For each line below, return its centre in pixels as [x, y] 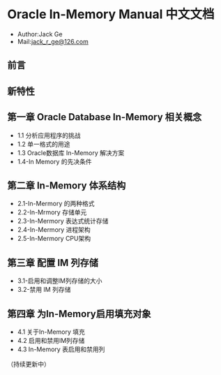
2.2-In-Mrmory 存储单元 [52, 212]
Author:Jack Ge [40, 34]
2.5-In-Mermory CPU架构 [54, 239]
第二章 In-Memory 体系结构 [67, 185]
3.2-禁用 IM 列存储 [44, 290]
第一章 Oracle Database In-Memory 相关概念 [105, 117]
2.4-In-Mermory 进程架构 [54, 230]
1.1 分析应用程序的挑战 [49, 135]
